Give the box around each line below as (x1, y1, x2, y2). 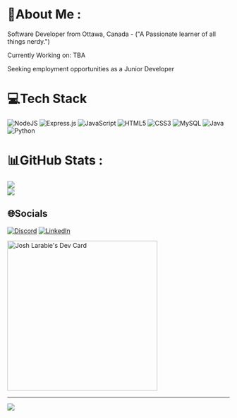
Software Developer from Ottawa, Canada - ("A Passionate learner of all (7, 30, 217, 38)
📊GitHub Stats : (7, 153, 104, 169)
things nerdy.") (7, 37, 51, 45)
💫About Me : (7, 6, 82, 23)
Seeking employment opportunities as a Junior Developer (7, 64, 175, 73)
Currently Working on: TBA (7, 51, 86, 59)
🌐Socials (7, 208, 48, 220)
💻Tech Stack (7, 91, 87, 107)
